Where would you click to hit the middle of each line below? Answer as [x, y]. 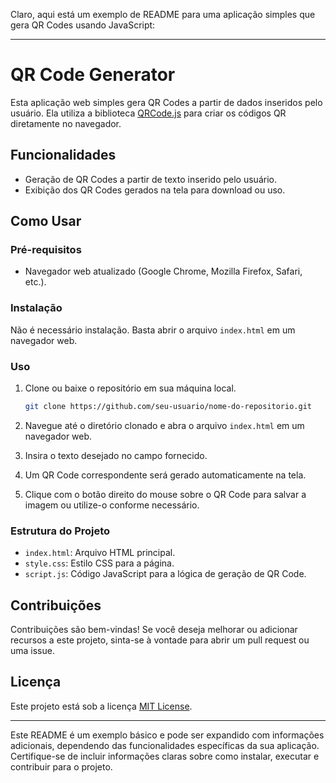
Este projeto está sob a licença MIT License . [101, 706]
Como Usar [46, 221]
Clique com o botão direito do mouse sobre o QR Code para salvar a [165, 494]
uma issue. [32, 651]
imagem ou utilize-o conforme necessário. [112, 505]
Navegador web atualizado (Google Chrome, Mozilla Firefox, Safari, [163, 271]
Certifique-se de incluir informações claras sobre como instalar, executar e [165, 756]
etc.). [35, 282]
